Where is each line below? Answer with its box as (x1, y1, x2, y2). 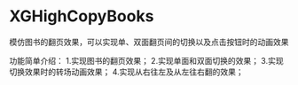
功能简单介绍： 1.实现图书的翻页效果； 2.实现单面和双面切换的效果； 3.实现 (9, 55, 284, 66)
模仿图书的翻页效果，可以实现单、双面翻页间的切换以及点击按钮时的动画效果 (9, 36, 289, 47)
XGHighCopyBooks (9, 6, 154, 27)
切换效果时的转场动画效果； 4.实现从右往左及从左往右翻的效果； (9, 66, 244, 77)
